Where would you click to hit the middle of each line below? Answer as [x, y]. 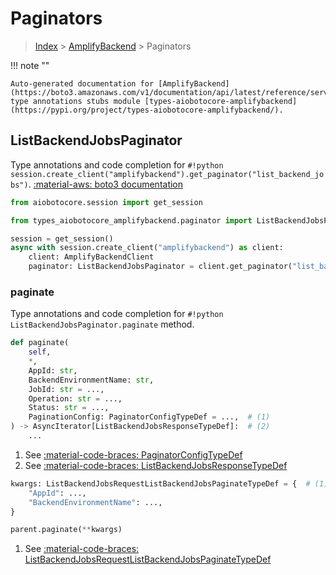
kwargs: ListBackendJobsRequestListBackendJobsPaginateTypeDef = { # [160, 483]
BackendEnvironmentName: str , [91, 380]
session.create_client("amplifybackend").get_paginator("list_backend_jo [167, 174]
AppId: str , [53, 370]
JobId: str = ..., [66, 389]
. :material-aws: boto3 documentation [106, 184]
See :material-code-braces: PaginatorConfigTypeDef [133, 454]
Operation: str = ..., [75, 398]
